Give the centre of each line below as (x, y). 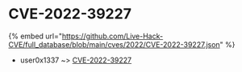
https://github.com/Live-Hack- (113, 36)
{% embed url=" (35, 36)
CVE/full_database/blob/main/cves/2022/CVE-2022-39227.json (114, 44)
